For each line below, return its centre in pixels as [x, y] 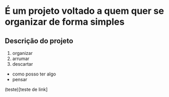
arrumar [21, 59]
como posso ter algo [34, 74]
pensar [20, 79]
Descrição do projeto [39, 41]
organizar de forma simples [65, 22]
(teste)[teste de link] [26, 89]
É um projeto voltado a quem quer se [85, 11]
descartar [23, 64]
